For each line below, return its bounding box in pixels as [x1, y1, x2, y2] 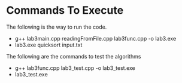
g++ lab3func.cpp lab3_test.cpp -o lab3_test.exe [14, 64, 136, 72]
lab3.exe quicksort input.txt [14, 41, 83, 48]
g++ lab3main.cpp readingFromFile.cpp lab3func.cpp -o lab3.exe [14, 35, 177, 42]
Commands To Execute [6, 4, 124, 17]
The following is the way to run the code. [6, 23, 107, 30]
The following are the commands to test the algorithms [6, 53, 141, 60]
